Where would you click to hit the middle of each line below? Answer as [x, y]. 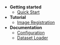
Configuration [31, 33]
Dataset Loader [32, 38]
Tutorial [18, 17]
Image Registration [36, 22]
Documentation [26, 28]
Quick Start [28, 12]
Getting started [25, 7]
